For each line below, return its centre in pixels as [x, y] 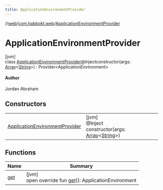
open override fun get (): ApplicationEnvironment [81, 180]
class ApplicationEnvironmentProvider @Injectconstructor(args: [68, 62]
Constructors [26, 104]
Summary [81, 166]
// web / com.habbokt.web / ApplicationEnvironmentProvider [63, 23]
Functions [21, 152]
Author [12, 78]
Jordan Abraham [22, 88]
